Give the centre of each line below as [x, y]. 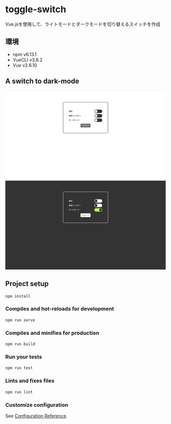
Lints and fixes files [30, 381]
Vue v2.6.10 [25, 65]
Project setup [27, 284]
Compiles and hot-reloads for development [60, 309]
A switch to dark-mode [42, 81]
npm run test [19, 368]
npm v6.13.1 [25, 54]
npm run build [20, 344]
